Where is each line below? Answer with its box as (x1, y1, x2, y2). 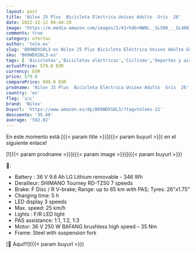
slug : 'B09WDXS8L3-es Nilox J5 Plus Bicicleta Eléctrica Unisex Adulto (6, 47, 184, 53)
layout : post (6, 8, 38, 15)
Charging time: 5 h (14, 192, 60, 199)
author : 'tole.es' (6, 41, 51, 47)
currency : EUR (6, 68, 41, 74)
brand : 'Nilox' (6, 100, 43, 107)
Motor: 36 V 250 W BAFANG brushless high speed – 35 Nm (14, 223, 157, 230)
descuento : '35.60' (6, 112, 54, 117)
